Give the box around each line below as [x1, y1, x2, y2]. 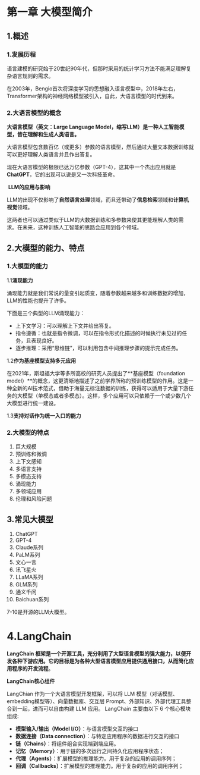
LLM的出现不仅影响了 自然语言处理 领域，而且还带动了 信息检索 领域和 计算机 [7, 196, 189, 203]
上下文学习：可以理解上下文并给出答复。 [15, 322, 115, 329]
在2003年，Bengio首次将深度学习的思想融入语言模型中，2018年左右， [7, 84, 179, 92]
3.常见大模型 [7, 514, 54, 524]
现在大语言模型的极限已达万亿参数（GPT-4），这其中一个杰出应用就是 [7, 164, 176, 171]
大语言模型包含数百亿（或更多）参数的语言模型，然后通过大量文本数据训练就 [7, 143, 194, 150]
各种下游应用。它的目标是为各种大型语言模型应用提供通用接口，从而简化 [11, 657, 189, 664]
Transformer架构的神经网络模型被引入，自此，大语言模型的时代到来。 [7, 92, 177, 99]
